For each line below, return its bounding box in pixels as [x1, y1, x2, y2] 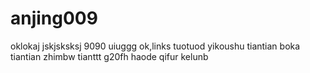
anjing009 [10, 7, 98, 30]
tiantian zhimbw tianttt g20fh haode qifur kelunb [10, 50, 209, 62]
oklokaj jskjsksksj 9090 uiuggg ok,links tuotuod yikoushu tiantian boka [10, 40, 301, 52]
